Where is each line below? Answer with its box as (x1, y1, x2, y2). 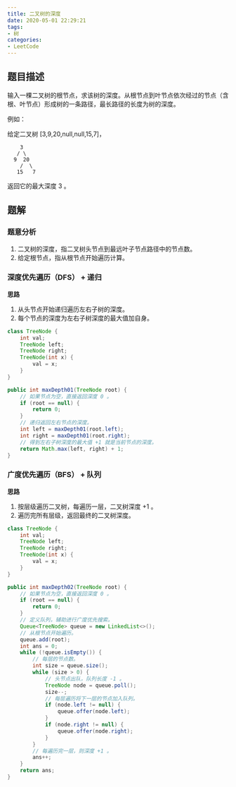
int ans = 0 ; (20, 643, 58, 650)
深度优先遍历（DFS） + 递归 (7, 273, 102, 283)
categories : (7, 37, 42, 44)
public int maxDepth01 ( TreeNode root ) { (7, 386, 128, 393)
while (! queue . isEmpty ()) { (20, 649, 102, 656)
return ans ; (20, 767, 55, 774)
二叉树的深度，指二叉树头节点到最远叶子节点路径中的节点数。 (17, 244, 197, 253)
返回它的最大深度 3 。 (7, 181, 70, 190)
